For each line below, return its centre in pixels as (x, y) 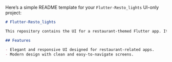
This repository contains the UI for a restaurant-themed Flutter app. (83, 31)
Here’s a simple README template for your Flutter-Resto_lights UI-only (82, 7)
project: (14, 13)
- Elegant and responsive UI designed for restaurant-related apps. (80, 50)
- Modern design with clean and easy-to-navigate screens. (70, 54)
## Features (18, 40)
